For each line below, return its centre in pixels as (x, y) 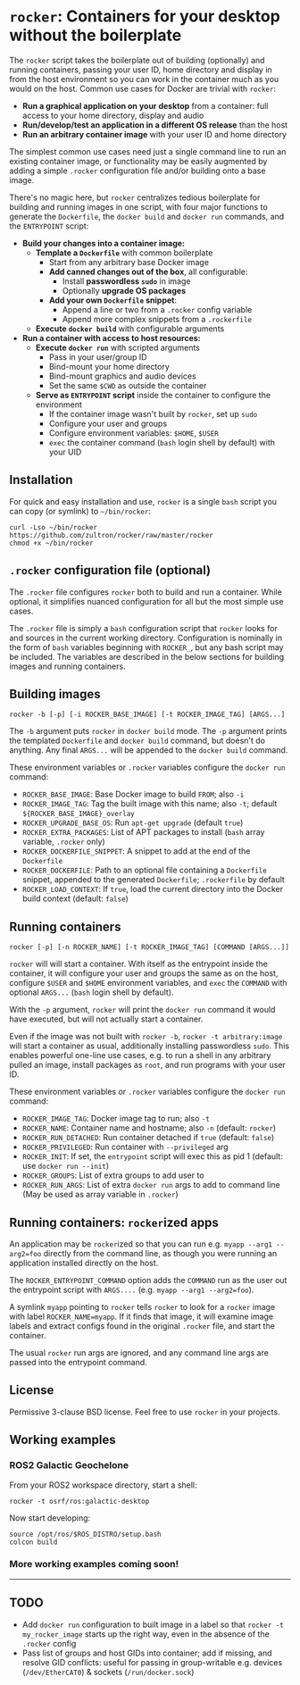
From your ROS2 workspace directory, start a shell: (104, 1485)
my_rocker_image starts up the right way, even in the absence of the (146, 1634)
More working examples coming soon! (94, 1564)
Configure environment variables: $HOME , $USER (133, 433)
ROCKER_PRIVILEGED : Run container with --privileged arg (125, 1147)
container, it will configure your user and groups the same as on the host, (144, 973)
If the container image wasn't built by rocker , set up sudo (153, 413)
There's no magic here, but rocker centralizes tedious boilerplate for (135, 197)
